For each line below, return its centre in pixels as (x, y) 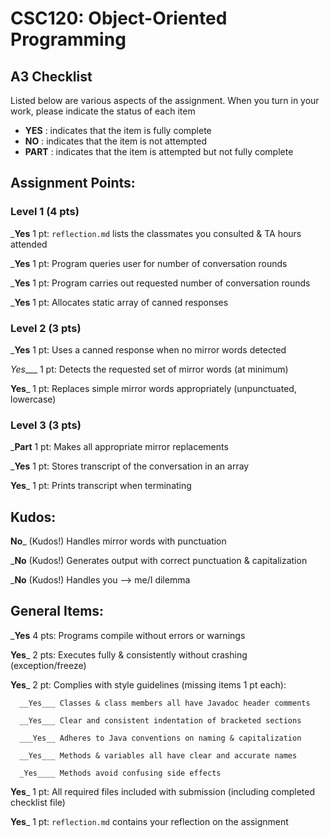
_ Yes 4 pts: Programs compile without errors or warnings (128, 635)
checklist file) (38, 802)
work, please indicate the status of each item (103, 111)
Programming (68, 39)
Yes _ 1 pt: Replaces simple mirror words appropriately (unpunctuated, (153, 388)
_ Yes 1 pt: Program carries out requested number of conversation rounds (160, 283)
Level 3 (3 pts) (46, 425)
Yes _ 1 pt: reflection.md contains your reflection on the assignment (149, 821)
